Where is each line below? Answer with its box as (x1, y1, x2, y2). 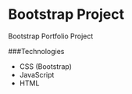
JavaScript (19, 70, 55, 79)
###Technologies (8, 46, 65, 56)
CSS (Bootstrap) (19, 61, 73, 71)
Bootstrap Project (8, 5, 125, 23)
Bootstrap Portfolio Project (8, 31, 94, 41)
